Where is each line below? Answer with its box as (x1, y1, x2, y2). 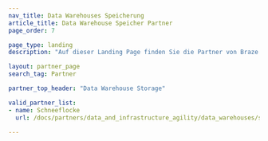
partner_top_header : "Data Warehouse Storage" (8, 84, 166, 92)
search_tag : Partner (8, 70, 77, 78)
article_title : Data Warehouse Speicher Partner (8, 19, 173, 27)
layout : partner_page (8, 63, 81, 71)
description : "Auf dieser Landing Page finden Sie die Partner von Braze (8, 49, 259, 57)
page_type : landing (8, 41, 73, 49)
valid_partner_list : (8, 99, 77, 107)
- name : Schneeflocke (8, 106, 81, 114)
